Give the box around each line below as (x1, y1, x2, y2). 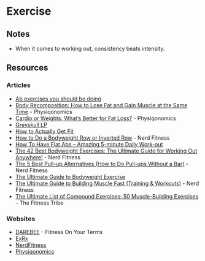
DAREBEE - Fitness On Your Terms (15, 228, 103, 235)
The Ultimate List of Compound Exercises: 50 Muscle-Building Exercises (15, 192, 199, 200)
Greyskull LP (15, 121, 47, 128)
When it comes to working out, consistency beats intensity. (15, 45, 165, 52)
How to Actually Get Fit (15, 127, 74, 135)
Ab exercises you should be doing (15, 95, 101, 102)
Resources (6, 62, 48, 73)
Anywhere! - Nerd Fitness (15, 153, 81, 161)
